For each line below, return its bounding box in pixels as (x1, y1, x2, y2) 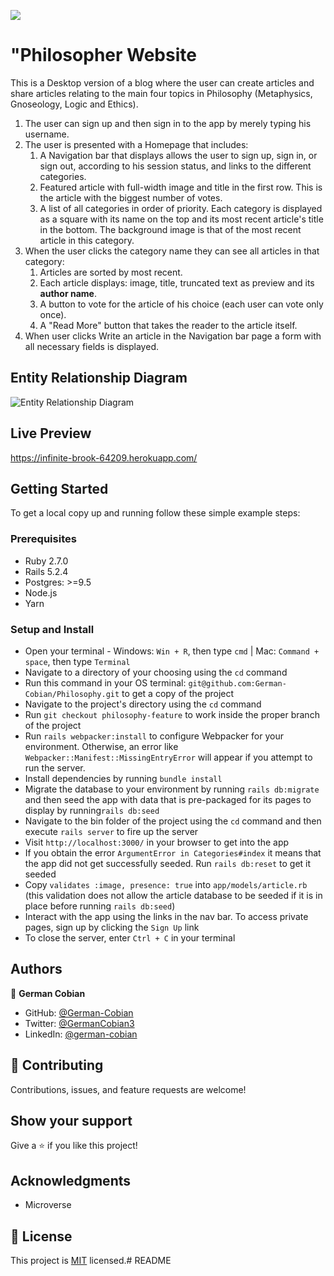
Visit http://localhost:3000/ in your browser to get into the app (24, 836, 290, 848)
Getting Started (10, 480, 109, 497)
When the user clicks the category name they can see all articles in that (24, 245, 320, 257)
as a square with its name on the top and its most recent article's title (39, 213, 324, 225)
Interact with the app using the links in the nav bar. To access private (24, 910, 309, 922)
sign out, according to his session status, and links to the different (39, 160, 312, 172)
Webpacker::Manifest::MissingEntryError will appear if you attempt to (24, 751, 313, 763)
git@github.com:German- (188, 678, 287, 689)
